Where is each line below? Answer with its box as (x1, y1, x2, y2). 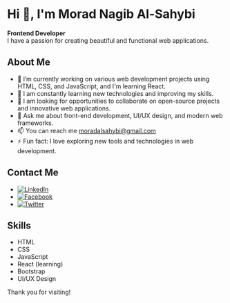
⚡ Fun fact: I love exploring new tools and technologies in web (17, 137, 194, 145)
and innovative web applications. (17, 104, 111, 113)
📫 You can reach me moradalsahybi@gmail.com (17, 126, 157, 135)
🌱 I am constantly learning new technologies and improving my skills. (17, 89, 214, 97)
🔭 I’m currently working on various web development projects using (17, 75, 210, 83)
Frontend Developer (7, 29, 66, 37)
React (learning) (17, 260, 64, 268)
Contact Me (7, 167, 59, 179)
